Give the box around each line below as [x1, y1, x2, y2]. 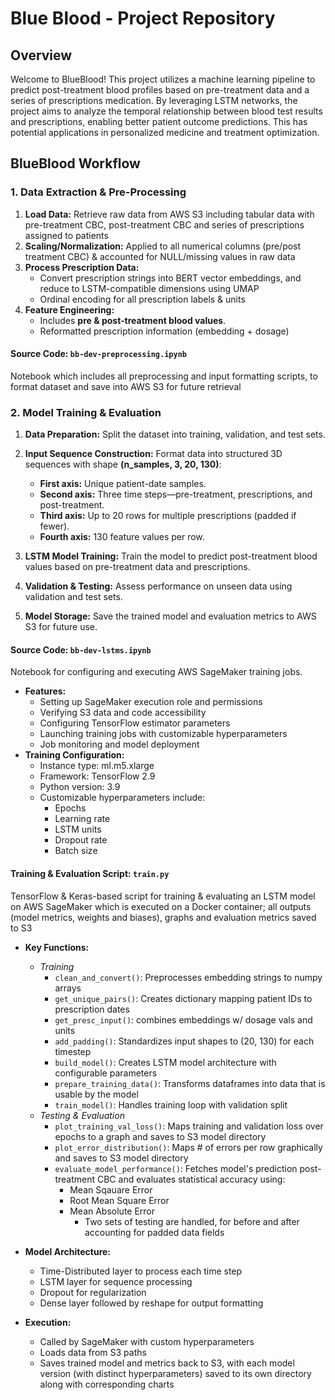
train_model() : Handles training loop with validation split [54, 1098, 288, 1111]
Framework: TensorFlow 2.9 [39, 770, 156, 782]
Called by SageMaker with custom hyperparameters [39, 1335, 255, 1347]
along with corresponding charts [39, 1378, 175, 1390]
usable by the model [54, 1088, 139, 1100]
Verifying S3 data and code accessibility [39, 707, 207, 719]
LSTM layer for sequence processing [39, 1275, 193, 1287]
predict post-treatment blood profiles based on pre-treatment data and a [10, 84, 310, 96]
